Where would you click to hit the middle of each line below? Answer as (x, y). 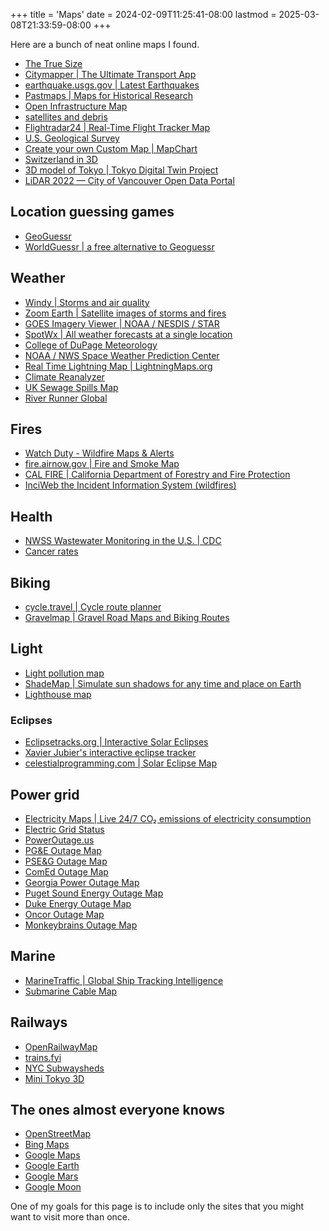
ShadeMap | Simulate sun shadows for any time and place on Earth (163, 683)
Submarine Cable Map (71, 991)
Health (31, 516)
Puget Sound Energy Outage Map (94, 893)
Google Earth (52, 1166)
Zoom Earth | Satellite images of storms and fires (125, 313)
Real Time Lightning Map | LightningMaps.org (118, 366)
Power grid (45, 794)
